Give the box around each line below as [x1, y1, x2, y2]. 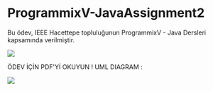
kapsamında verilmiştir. [7, 35, 75, 44]
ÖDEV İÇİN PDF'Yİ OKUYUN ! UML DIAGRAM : [7, 62, 143, 71]
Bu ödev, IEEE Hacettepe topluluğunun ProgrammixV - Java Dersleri [7, 28, 207, 37]
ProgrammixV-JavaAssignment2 [7, 5, 205, 21]
